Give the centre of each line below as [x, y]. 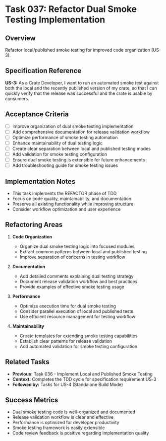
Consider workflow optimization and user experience [66, 209]
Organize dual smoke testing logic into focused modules [77, 246]
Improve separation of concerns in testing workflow [72, 257]
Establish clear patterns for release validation [66, 341]
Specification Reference [43, 71]
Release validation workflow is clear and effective [63, 417]
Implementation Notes [40, 182]
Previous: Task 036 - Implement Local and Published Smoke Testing [82, 374]
